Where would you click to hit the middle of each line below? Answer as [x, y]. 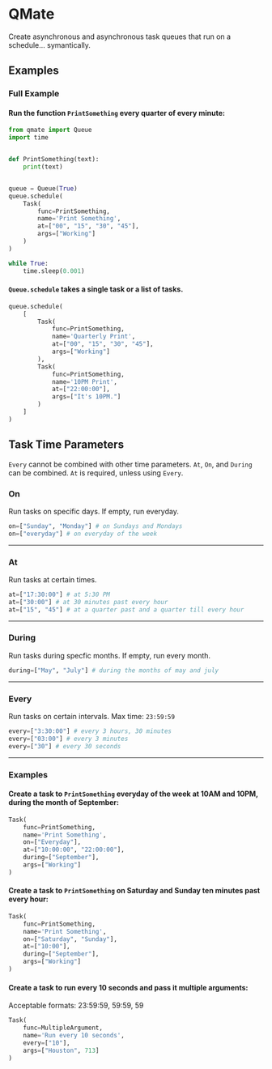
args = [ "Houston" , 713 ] [61, 1050]
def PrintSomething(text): [54, 160]
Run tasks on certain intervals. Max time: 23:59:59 [92, 717]
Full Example [34, 94]
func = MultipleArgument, [63, 1028]
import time [28, 138]
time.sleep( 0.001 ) [54, 271]
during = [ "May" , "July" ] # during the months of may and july [114, 670]
